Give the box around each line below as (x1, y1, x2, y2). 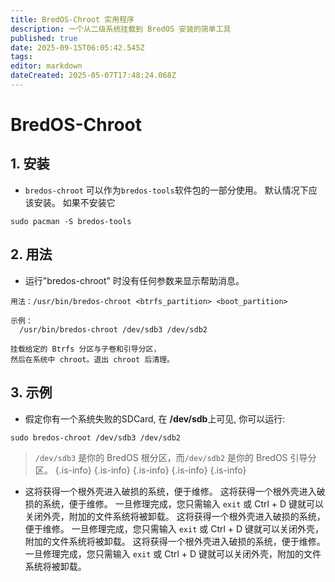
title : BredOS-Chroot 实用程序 (10, 14, 135, 25)
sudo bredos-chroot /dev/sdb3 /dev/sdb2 (10, 432, 182, 443)
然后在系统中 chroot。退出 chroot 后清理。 (10, 354, 175, 365)
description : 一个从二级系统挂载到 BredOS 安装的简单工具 (10, 24, 232, 34)
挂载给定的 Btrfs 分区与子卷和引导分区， (10, 344, 162, 354)
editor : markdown (10, 61, 83, 71)
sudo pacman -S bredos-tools (10, 216, 132, 226)
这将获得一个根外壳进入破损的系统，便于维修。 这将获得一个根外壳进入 (24, 485, 317, 497)
